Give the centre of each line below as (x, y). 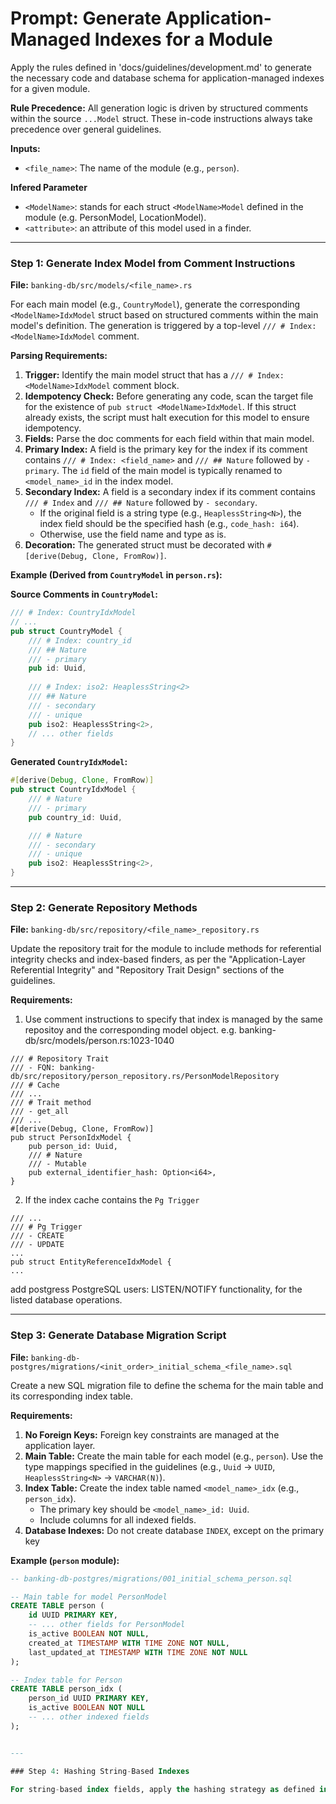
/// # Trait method (51, 1103)
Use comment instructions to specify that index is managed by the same (173, 1019)
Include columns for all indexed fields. (118, 1519)
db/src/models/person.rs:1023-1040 (99, 1041)
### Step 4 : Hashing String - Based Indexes (100, 1771)
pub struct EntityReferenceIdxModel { (91, 1262)
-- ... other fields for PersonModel (107, 1625)
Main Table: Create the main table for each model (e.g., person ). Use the (174, 1456)
